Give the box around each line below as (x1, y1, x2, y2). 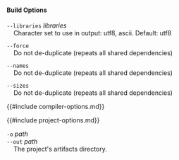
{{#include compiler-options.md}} (6, 103, 105, 111)
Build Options (6, 6, 47, 14)
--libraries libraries (6, 21, 67, 30)
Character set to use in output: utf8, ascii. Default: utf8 (13, 29, 172, 38)
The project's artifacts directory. (13, 145, 107, 154)
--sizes (6, 82, 30, 90)
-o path (6, 130, 29, 138)
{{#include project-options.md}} (6, 116, 100, 125)
